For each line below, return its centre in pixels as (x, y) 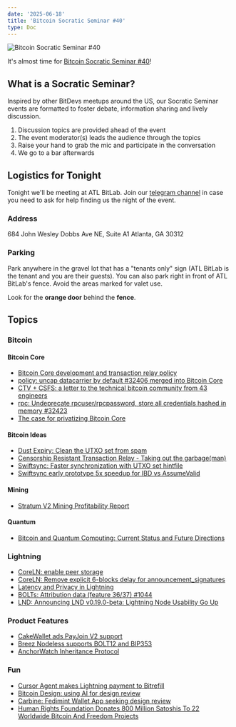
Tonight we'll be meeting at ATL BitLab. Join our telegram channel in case (115, 192)
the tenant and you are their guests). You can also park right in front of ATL (118, 276)
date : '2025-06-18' (36, 14)
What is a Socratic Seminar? (71, 84)
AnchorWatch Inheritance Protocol (68, 651)
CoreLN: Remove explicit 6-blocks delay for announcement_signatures (122, 580)
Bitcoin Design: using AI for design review (79, 693)
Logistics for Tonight (55, 175)
